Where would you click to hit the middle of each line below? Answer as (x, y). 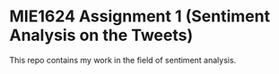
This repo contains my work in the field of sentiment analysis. (123, 60)
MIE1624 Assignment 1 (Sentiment (140, 16)
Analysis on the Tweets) (101, 35)
